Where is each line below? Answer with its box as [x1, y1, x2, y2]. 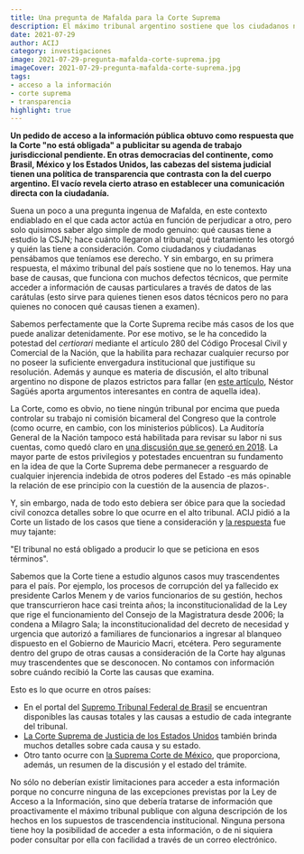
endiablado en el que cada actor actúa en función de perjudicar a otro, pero [10, 215, 292, 226]
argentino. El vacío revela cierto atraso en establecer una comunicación [10, 178, 285, 190]
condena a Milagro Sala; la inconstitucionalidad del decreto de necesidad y [10, 619, 290, 630]
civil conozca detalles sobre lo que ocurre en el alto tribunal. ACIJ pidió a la [10, 507, 290, 518]
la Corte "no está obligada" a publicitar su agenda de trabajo [10, 140, 243, 151]
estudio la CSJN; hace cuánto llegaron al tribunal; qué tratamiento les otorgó [10, 234, 295, 245]
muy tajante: [10, 526, 57, 537]
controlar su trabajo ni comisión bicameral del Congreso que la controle [10, 413, 277, 424]
